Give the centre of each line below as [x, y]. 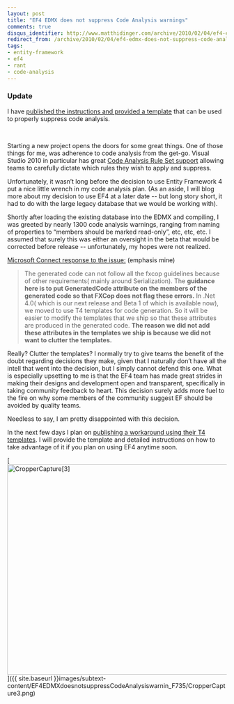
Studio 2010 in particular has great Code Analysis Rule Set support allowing [116, 160]
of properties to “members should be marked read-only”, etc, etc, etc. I [109, 232]
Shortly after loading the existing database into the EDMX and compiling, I [113, 217]
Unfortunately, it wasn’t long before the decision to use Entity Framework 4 [115, 181]
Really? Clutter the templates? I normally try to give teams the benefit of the [116, 353]
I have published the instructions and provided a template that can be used [115, 111]
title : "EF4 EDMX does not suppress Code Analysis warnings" [98, 20]
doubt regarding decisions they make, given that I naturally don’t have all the [117, 361]
